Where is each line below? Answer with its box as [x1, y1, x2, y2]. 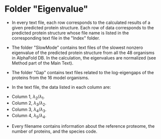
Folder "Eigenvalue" [4, 3, 88, 15]
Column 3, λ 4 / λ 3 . [11, 106, 47, 113]
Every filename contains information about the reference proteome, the [11, 123, 155, 129]
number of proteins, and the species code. [11, 128, 98, 135]
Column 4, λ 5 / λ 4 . [11, 113, 47, 120]
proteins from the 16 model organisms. [11, 75, 89, 80]
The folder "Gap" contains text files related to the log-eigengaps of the [11, 69, 154, 75]
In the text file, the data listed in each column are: [11, 84, 111, 90]
